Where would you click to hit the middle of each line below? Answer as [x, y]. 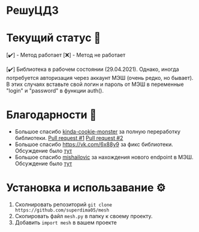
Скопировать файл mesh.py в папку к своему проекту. [84, 216]
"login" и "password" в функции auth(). [55, 91]
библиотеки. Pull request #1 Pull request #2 [69, 138]
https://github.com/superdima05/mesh [62, 210]
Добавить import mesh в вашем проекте [66, 222]
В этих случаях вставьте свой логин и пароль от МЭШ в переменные [95, 84]
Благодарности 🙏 [52, 115]
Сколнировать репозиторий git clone [64, 204]
